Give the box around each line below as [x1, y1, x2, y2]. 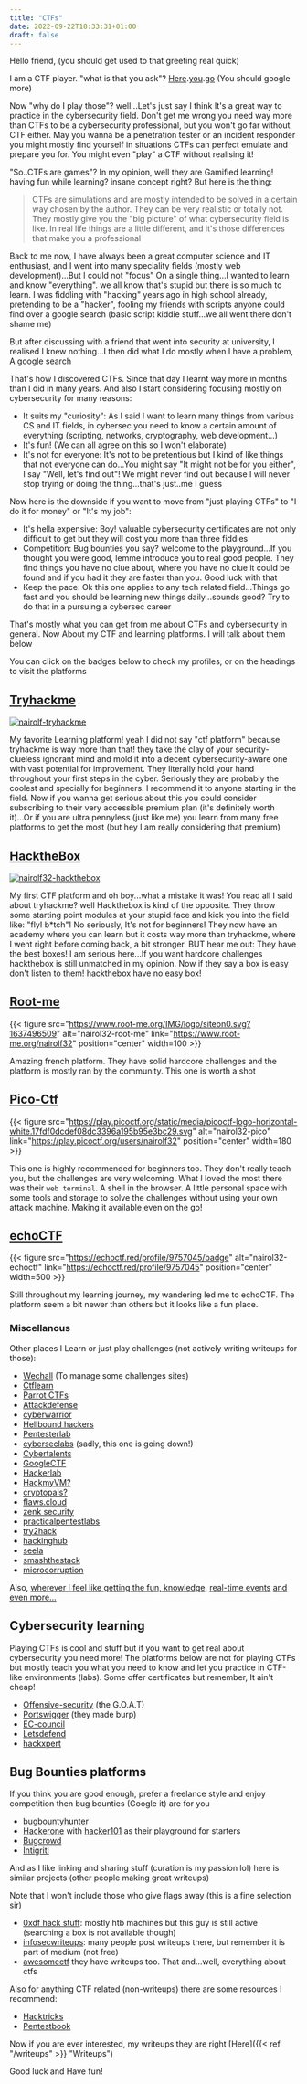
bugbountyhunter [22, 1815, 90, 1827]
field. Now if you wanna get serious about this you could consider [9, 792, 258, 804]
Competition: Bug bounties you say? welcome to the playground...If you [22, 543, 292, 554]
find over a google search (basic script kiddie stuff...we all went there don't [9, 309, 292, 320]
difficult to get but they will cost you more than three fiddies [22, 534, 249, 545]
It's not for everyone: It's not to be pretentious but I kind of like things [22, 450, 284, 460]
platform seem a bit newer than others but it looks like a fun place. [9, 1299, 259, 1310]
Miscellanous [9, 1322, 71, 1335]
